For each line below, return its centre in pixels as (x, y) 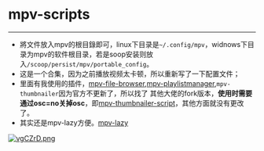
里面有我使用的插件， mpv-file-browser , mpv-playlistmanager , (118, 83)
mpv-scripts (49, 14)
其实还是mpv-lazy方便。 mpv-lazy (74, 122)
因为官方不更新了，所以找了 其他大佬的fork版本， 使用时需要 (156, 93)
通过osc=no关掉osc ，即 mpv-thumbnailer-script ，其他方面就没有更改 (132, 102)
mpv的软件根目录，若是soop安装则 (90, 54)
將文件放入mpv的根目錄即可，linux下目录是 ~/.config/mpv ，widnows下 (133, 44)
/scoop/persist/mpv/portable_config (86, 64)
